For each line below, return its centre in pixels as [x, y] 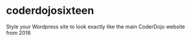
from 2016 [19, 32]
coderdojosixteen [50, 11]
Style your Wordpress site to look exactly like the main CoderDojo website [95, 27]
